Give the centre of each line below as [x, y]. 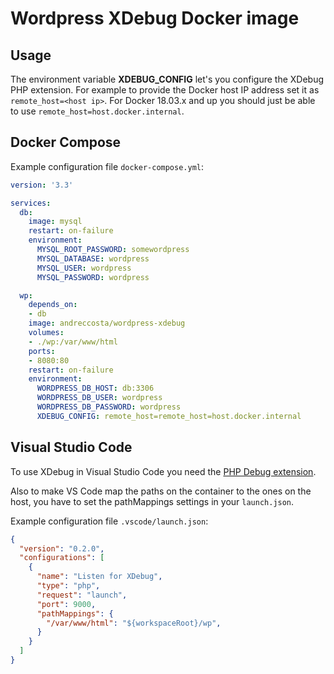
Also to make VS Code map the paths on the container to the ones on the [161, 491]
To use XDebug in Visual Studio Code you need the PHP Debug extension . [163, 471]
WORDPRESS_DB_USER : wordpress [99, 398]
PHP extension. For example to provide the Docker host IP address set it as [165, 90]
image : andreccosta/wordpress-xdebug [107, 323]
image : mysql [55, 222]
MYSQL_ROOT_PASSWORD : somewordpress [113, 250]
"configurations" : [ [62, 558]
